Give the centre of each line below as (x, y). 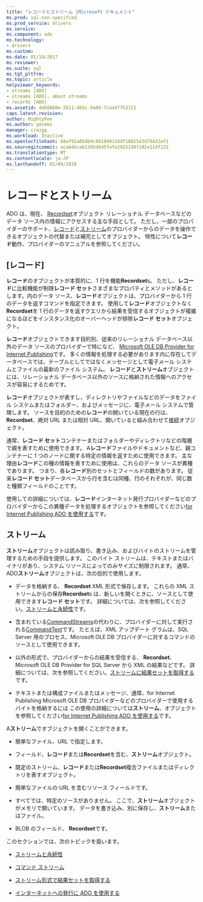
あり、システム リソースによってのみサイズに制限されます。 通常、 (110, 565)
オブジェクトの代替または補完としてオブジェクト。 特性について (97, 236)
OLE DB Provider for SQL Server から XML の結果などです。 (114, 665)
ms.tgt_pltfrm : (25, 74)
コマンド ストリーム (40, 867)
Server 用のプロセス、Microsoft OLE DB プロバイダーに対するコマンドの (105, 637)
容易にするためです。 (43, 384)
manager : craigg (27, 130)
